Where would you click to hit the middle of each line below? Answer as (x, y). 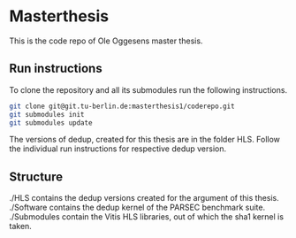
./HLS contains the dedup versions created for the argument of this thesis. (144, 198)
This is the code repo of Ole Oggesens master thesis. (106, 41)
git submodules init (47, 114)
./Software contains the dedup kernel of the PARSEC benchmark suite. (137, 207)
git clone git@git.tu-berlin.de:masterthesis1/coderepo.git (122, 106)
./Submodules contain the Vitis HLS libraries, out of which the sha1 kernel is (147, 217)
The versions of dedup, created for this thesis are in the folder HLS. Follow (145, 140)
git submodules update (51, 123)
